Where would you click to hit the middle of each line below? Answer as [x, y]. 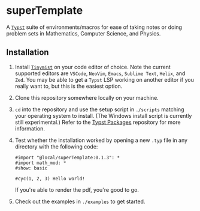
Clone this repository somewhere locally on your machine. [87, 97]
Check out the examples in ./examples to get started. [80, 201]
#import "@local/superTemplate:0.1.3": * [67, 157]
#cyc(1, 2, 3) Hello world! [50, 179]
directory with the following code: [56, 146]
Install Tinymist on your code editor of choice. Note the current [93, 67]
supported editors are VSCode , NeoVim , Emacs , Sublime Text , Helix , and [100, 73]
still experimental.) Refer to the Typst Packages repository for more [98, 122]
